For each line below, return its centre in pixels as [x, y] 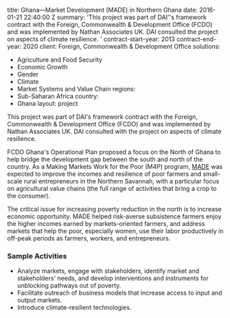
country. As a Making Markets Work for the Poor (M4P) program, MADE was [115, 167]
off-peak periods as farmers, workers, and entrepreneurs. [89, 238]
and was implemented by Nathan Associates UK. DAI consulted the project [113, 32]
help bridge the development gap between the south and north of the [105, 159]
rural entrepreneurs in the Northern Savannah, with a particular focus [122, 181]
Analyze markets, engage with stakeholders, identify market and [108, 271]
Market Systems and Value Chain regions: [76, 89]
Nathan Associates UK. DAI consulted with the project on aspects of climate [114, 131]
